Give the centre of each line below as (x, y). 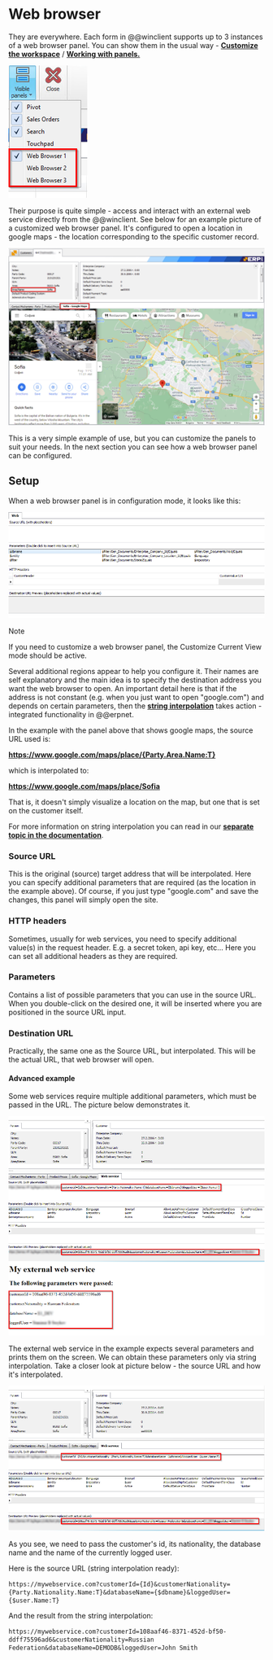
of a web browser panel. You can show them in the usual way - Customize (133, 45)
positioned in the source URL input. (67, 1012)
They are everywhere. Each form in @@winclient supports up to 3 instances (136, 37)
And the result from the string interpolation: (81, 1615)
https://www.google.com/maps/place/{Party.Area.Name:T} (112, 755)
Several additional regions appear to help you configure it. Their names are (134, 671)
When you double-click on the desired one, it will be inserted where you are (135, 1003)
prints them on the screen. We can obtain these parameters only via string (133, 1357)
